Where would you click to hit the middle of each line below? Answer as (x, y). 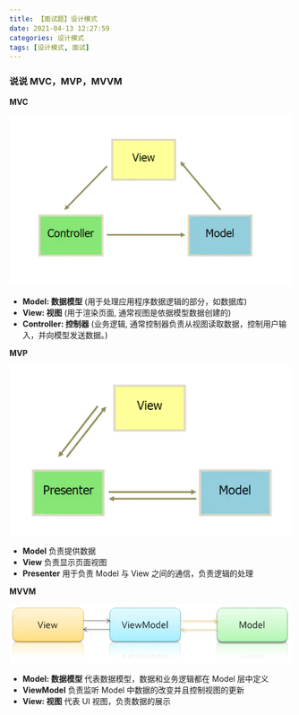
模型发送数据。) (81, 335)
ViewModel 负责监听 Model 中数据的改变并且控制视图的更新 (133, 690)
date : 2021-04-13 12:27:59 (60, 28)
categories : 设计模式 (47, 38)
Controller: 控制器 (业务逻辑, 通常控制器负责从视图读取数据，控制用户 (150, 324)
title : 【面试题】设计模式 (54, 19)
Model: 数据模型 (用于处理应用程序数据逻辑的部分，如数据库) (135, 301)
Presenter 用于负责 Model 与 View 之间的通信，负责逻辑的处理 (137, 573)
